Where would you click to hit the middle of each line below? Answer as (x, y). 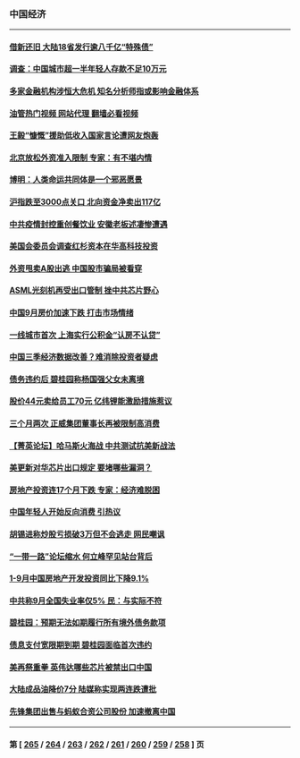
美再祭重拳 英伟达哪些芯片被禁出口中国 (81, 667)
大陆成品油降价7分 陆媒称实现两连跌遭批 (83, 689)
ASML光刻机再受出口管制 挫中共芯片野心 (84, 290)
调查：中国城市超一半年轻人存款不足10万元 (88, 69)
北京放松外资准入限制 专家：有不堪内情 (81, 158)
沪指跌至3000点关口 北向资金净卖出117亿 (85, 202)
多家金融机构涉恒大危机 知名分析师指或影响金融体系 (104, 91)
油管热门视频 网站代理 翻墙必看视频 (74, 113)
